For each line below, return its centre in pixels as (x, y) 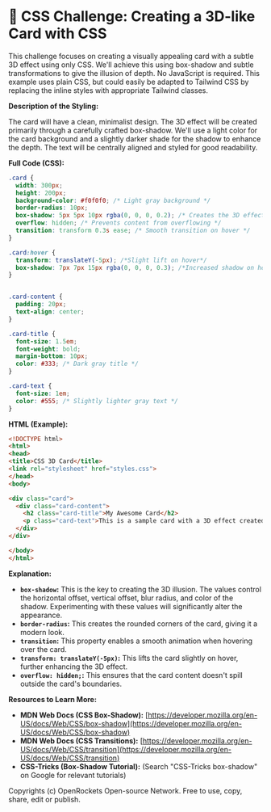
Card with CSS (58, 34)
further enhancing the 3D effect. (73, 667)
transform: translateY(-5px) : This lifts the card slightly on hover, (129, 658)
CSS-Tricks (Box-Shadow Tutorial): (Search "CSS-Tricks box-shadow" (139, 766)
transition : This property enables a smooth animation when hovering (136, 641)
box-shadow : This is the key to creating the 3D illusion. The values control (141, 589)
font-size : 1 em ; (43, 393)
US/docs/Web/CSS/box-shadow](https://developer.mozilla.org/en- (131, 723)
